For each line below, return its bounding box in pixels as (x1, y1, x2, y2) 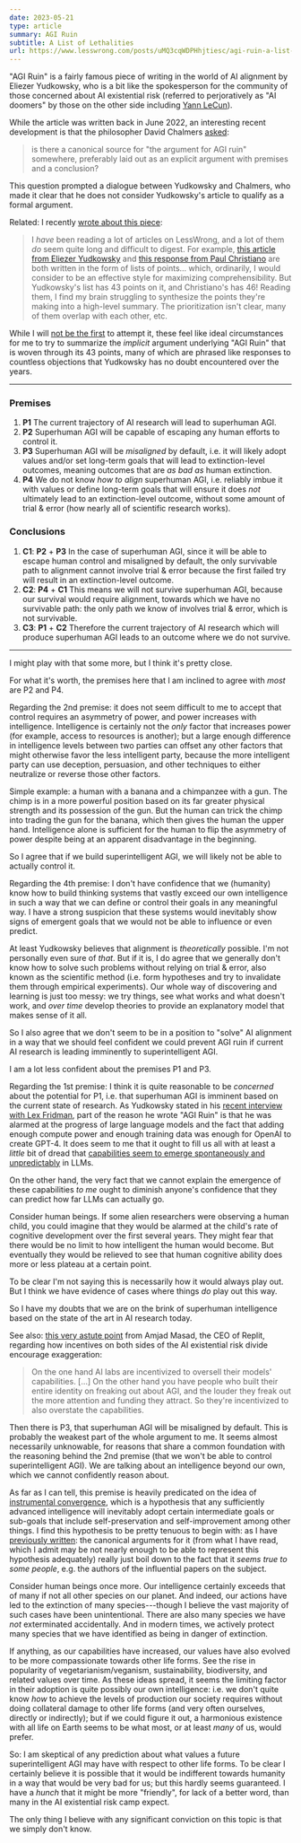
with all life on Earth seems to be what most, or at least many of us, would (9, 1722, 282, 1733)
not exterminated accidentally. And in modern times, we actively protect (9, 1619, 275, 1629)
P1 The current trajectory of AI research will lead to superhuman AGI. (21, 417, 277, 428)
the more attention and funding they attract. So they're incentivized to (30, 1394, 289, 1405)
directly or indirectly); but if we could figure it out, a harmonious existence (9, 1712, 283, 1723)
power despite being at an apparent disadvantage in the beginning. (9, 834, 257, 844)
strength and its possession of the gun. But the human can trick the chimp (9, 805, 283, 816)
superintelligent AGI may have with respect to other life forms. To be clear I (9, 1758, 286, 1769)
